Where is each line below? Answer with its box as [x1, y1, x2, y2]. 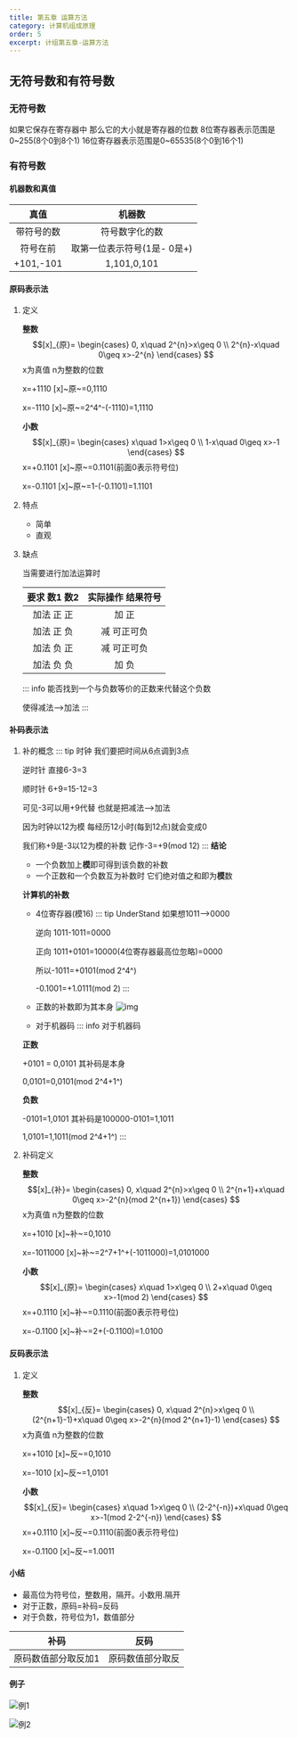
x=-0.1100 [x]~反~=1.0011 [21, 1545, 116, 1556]
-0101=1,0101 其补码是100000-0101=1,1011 [21, 1114, 174, 1124]
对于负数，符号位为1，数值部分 [21, 1611, 135, 1622]
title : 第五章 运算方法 [9, 12, 88, 22]
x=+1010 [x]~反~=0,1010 [21, 1448, 111, 1459]
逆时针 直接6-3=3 [21, 764, 87, 776]
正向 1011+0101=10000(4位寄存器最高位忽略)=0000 [35, 946, 223, 957]
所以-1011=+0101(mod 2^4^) [35, 965, 137, 976]
